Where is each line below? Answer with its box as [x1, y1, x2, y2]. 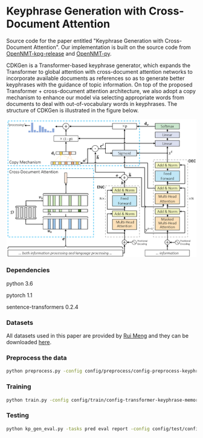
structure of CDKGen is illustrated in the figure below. [6, 106, 139, 114]
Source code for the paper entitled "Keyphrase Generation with [6, 37, 164, 44]
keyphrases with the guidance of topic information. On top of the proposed [6, 80, 193, 88]
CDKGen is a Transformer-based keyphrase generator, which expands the [6, 62, 191, 69]
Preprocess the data [6, 354, 67, 362]
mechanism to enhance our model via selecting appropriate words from [6, 94, 184, 101]
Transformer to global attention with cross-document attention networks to [6, 68, 193, 75]
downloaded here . [6, 339, 52, 346]
